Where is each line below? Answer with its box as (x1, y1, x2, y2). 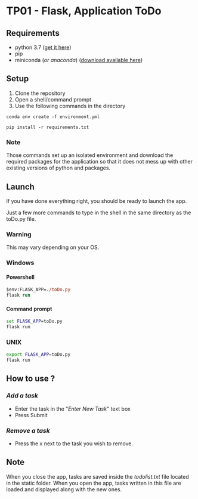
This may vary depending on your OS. (6, 244, 100, 251)
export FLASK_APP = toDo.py (6, 352, 70, 358)
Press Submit (14, 411, 48, 418)
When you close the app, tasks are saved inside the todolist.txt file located (6, 473, 189, 480)
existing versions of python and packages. (6, 164, 111, 171)
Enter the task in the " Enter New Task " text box (14, 405, 131, 412)
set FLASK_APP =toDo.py (6, 318, 63, 325)
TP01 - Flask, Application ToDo (6, 4, 162, 18)
